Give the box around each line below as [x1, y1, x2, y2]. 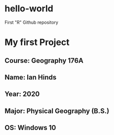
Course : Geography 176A [4, 56, 83, 65]
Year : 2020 [4, 90, 40, 98]
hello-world [4, 3, 54, 14]
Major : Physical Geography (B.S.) [4, 107, 110, 115]
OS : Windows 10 [4, 124, 56, 132]
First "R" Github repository [4, 19, 59, 25]
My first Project [4, 37, 70, 48]
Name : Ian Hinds [4, 73, 57, 82]
